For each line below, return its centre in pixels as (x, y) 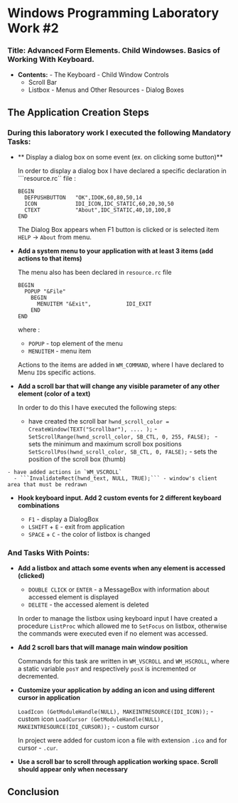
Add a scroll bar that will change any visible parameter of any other (119, 387)
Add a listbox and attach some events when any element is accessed (121, 568)
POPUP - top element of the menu (75, 344)
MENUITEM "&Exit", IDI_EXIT (94, 304)
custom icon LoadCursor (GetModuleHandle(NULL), (91, 719)
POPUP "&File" (45, 292)
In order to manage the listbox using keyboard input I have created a (118, 619)
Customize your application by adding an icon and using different (116, 690)
